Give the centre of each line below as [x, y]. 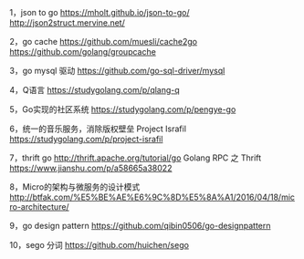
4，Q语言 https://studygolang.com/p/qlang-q [94, 90]
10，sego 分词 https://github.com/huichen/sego [100, 245]
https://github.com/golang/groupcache [83, 52]
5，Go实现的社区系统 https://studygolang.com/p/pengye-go [123, 109]
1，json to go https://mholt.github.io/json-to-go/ [100, 12]
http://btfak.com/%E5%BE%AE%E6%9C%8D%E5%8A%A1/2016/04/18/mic [152, 197]
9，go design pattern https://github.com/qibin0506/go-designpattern [140, 226]
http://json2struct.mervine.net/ [67, 23]
